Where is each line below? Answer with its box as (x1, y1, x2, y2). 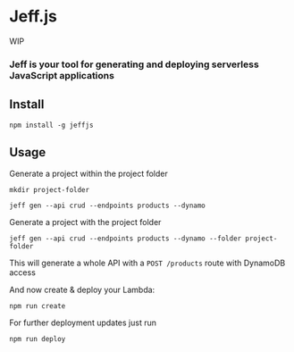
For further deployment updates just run (9, 317, 157, 328)
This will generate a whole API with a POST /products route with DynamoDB (9, 257, 286, 269)
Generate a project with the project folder (9, 217, 162, 228)
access (9, 267, 36, 278)
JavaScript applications (9, 69, 114, 81)
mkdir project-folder (9, 186, 90, 195)
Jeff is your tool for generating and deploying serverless (9, 58, 259, 71)
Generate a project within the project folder (9, 168, 168, 180)
